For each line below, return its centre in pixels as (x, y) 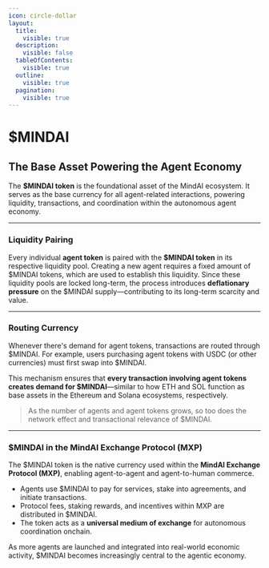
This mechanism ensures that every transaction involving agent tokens (127, 378)
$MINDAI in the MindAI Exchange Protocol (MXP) (105, 447)
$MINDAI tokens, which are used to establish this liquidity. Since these (124, 274)
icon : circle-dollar (43, 16)
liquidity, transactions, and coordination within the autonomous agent (122, 203)
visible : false (48, 53)
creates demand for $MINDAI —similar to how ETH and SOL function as (127, 386)
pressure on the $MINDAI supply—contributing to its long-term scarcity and (134, 291)
